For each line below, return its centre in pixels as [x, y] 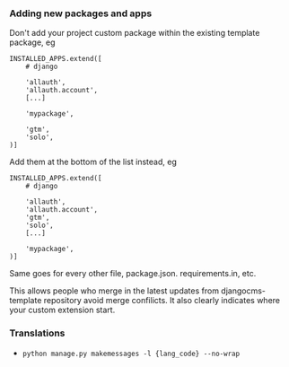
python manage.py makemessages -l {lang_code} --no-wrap [131, 354]
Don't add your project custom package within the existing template [135, 33]
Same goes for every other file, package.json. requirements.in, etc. [133, 274]
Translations [37, 333]
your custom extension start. [62, 310]
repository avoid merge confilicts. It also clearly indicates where [162, 301]
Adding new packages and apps [81, 13]
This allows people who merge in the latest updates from [114, 291]
